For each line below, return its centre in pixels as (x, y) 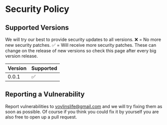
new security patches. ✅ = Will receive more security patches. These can (81, 45)
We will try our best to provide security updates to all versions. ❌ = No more (83, 39)
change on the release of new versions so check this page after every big (81, 51)
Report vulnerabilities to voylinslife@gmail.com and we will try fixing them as (84, 106)
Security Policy (37, 9)
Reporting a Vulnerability (45, 94)
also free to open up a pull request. (41, 117)
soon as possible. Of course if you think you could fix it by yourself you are (82, 112)
